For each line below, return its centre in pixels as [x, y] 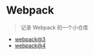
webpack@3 [30, 39]
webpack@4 [30, 46]
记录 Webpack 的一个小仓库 [54, 27]
